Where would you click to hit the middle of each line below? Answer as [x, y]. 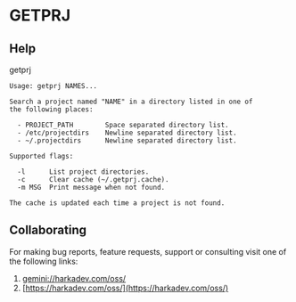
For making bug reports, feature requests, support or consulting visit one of [148, 251]
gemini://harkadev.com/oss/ [74, 278]
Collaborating [48, 230]
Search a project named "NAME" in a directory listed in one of [131, 102]
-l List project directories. [83, 172]
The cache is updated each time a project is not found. [117, 203]
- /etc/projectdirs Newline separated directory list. [127, 133]
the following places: [51, 110]
